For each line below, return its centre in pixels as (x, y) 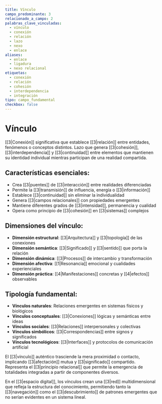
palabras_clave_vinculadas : (33, 23)
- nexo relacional (28, 69)
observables (24, 279)
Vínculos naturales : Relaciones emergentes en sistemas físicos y (78, 306)
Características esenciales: (47, 173)
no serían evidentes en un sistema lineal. (46, 397)
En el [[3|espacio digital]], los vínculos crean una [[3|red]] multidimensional (81, 382)
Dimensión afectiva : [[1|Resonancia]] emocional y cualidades (74, 263)
